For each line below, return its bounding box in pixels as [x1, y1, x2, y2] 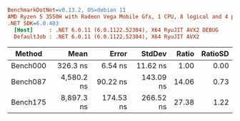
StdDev [141, 49, 167, 59]
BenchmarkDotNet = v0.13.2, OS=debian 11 [7, 6, 126, 14]
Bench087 [11, 77, 46, 87]
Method [15, 49, 43, 59]
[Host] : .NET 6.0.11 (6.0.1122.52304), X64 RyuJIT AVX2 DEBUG [14, 26, 219, 33]
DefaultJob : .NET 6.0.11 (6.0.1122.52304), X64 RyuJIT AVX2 [14, 33, 200, 40]
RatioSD [201, 49, 229, 59]
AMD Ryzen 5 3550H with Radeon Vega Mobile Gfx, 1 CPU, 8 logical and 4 [7, 13, 229, 20]
